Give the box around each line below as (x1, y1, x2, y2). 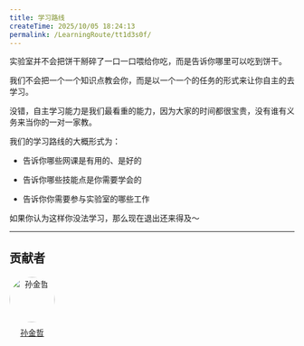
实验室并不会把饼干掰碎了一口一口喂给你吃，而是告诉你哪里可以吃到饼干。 (9, 56, 287, 67)
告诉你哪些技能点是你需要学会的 (22, 174, 142, 185)
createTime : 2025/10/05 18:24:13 (9, 22, 136, 31)
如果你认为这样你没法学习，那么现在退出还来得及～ (9, 213, 200, 224)
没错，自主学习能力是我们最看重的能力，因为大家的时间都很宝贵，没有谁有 (9, 106, 287, 117)
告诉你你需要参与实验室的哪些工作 (22, 193, 150, 204)
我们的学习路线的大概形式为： (9, 136, 120, 147)
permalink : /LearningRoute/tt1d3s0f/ (9, 30, 152, 39)
